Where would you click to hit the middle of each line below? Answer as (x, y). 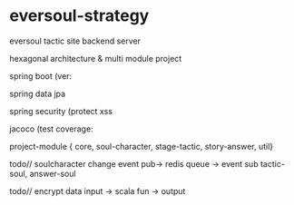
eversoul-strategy (79, 16)
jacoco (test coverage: (51, 129)
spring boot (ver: (41, 76)
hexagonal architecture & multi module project (96, 58)
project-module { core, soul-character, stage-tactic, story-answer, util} (142, 146)
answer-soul (53, 173)
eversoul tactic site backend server (75, 41)
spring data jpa (38, 93)
